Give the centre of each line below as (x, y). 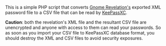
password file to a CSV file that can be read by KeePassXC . (66, 12)
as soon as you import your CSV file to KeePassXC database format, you (80, 33)
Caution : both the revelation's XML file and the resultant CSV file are (76, 22)
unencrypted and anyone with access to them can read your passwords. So (83, 27)
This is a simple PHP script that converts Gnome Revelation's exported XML (83, 7)
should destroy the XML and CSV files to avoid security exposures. (74, 38)
